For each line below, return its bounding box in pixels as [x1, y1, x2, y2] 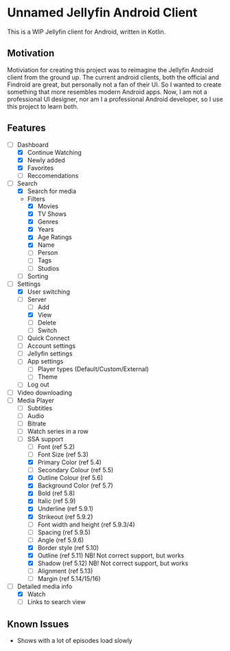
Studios [37, 264, 60, 272]
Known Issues [7, 618, 69, 630]
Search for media [27, 187, 77, 195]
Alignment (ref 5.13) [37, 566, 93, 575]
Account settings [27, 342, 76, 350]
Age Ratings [37, 233, 72, 241]
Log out [27, 380, 49, 389]
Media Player [16, 396, 55, 404]
